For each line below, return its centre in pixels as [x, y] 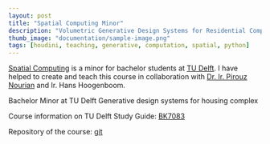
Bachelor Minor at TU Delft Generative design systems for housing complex [133, 101]
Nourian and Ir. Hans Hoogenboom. [67, 86]
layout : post [30, 16]
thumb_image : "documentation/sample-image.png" [90, 38]
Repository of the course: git [55, 132]
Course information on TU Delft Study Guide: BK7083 [97, 116]
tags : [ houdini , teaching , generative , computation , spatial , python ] [129, 46]
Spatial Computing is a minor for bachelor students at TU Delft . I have [123, 68]
